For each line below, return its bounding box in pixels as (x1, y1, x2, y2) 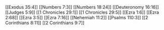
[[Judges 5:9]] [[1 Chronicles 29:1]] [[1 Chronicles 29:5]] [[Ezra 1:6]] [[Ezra (5, 9, 159, 15)
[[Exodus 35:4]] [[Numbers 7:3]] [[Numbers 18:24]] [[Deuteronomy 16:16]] (5, 4, 159, 10)
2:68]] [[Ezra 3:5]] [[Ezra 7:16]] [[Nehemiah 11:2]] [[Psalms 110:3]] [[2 (5, 15, 148, 20)
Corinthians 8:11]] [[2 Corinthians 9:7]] (5, 20, 85, 26)
